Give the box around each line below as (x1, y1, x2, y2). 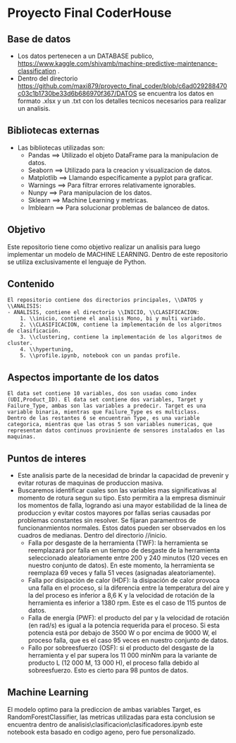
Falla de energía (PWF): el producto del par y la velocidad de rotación (27, 614, 230, 622)
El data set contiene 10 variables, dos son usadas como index (7, 390, 197, 397)
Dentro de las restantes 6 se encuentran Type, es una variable (7, 415, 200, 422)
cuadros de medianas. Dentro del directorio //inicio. (17, 531, 168, 540)
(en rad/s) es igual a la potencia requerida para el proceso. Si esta (27, 621, 220, 629)
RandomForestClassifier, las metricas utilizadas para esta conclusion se (7, 713, 216, 721)
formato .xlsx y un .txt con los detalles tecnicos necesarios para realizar (17, 97, 227, 105)
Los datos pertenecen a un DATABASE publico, (17, 52, 154, 60)
